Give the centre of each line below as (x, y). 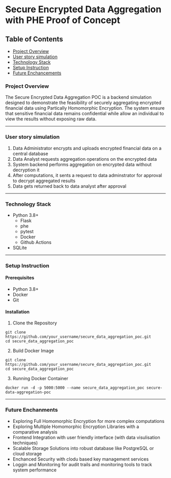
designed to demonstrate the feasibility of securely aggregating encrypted (83, 103)
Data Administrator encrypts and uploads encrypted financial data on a (87, 148)
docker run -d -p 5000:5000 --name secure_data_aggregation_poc (75, 388)
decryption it (26, 170)
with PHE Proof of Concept (63, 20)
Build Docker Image (33, 351)
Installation (17, 312)
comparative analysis (35, 432)
